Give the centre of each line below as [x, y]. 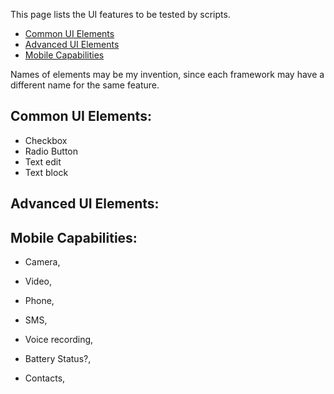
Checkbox [46, 140]
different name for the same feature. [85, 85]
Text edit [43, 161]
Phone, [39, 301]
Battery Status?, [58, 359]
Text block [46, 172]
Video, [38, 281]
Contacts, [45, 378]
